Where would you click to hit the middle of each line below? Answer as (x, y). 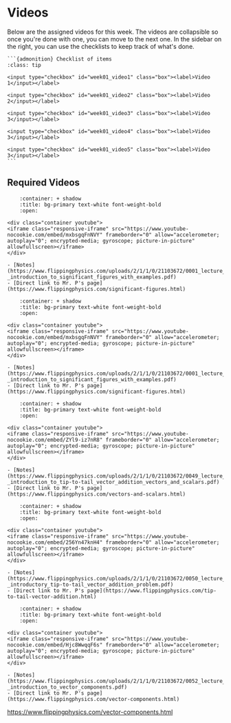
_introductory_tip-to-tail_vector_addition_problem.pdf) (90, 584)
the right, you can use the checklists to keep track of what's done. (101, 46)
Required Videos (44, 183)
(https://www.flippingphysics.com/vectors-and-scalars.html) (97, 494)
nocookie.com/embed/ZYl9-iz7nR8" (55, 440)
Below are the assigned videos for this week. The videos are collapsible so (113, 32)
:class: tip (24, 65)
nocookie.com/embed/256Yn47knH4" (55, 542)
